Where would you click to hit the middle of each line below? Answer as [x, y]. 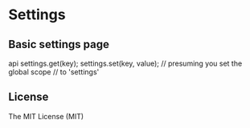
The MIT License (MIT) [46, 116]
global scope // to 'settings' [54, 72]
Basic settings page [59, 44]
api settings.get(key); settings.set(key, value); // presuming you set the [125, 63]
